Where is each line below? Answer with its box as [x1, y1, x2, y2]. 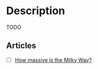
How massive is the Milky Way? [14, 56, 92, 63]
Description [6, 4, 65, 18]
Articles [6, 41, 37, 51]
